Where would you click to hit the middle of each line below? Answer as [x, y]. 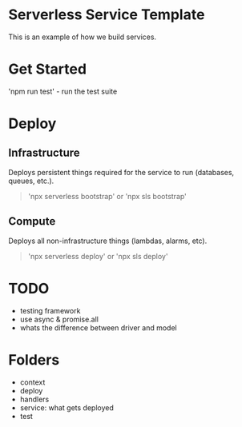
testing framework [50, 310]
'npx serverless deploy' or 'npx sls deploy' [98, 256]
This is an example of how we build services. [83, 37]
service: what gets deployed [67, 407]
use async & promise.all [59, 319]
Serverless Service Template [107, 15]
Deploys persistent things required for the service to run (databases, [121, 172]
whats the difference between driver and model [99, 327]
